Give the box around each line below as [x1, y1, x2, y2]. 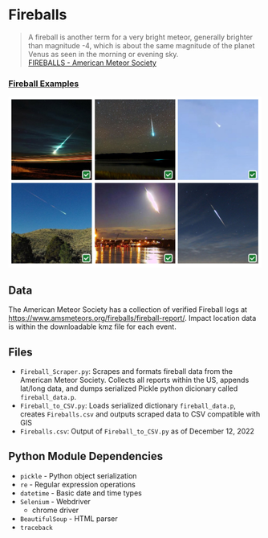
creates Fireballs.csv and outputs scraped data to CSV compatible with [19, 409, 261, 419]
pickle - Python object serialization [19, 470, 137, 480]
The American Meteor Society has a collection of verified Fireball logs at [8, 305, 247, 314]
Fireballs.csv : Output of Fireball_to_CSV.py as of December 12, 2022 [19, 426, 255, 436]
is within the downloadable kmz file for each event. [8, 322, 177, 331]
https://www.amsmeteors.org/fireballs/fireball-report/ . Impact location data [8, 314, 257, 323]
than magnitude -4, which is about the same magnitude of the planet [27, 40, 255, 50]
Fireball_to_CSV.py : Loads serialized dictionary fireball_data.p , [19, 400, 237, 410]
